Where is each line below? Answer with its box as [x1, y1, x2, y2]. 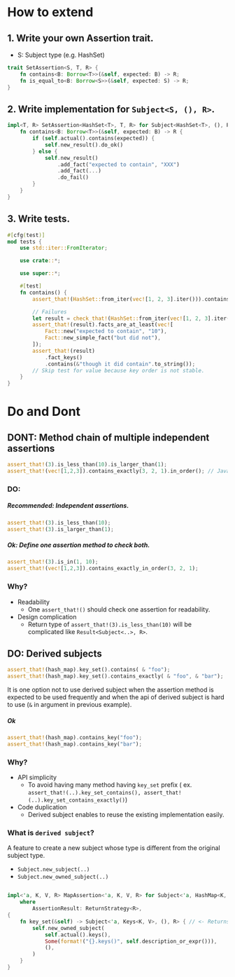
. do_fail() [57, 174, 90, 181]
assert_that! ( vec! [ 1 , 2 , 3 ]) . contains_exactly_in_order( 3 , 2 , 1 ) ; [7, 565, 199, 572]
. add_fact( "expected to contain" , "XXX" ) [57, 161, 180, 168]
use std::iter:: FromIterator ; [20, 245, 108, 252]
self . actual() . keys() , [44, 931, 111, 938]
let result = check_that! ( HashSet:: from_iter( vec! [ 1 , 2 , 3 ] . [32, 315, 215, 322]
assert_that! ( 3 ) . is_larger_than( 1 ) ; [7, 525, 114, 533]
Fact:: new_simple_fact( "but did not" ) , [44, 335, 161, 342]
